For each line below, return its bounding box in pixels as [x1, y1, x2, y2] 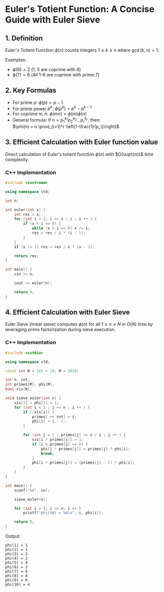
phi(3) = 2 [5, 552, 28, 557]
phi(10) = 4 [5, 582, 30, 587]
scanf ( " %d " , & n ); [14, 488, 50, 493]
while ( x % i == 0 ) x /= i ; [31, 226, 91, 231]
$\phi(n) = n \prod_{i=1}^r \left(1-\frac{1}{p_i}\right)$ [12, 123, 120, 129]
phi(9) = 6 [5, 578, 28, 583]
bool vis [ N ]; [5, 387, 32, 392]
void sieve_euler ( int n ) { [5, 395, 61, 401]
